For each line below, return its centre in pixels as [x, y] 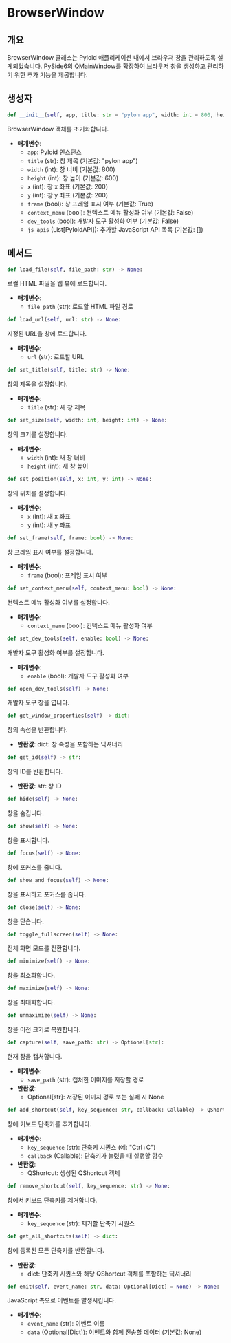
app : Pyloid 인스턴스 [55, 152]
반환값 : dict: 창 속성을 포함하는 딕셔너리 [70, 744]
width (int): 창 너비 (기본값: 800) [71, 169]
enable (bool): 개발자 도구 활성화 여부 [78, 676]
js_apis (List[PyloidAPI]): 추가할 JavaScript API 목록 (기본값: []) [115, 229]
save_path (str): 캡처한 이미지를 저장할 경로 [86, 1079]
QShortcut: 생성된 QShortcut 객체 [74, 1173]
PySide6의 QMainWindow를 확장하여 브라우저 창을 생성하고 [125, 66]
